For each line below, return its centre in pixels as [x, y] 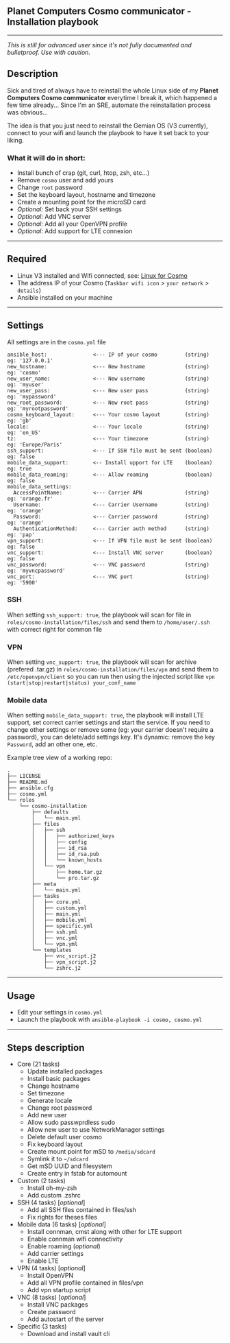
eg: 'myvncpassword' [37, 571]
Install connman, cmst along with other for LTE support [105, 1232]
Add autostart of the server [65, 1319]
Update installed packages [65, 1071]
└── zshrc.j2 [62, 968]
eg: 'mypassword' [32, 396]
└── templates [52, 950]
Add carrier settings [55, 1254]
